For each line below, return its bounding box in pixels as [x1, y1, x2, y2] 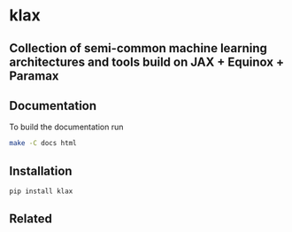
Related [9, 212, 53, 227]
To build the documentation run [9, 121, 124, 133]
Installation [9, 163, 73, 178]
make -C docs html [9, 139, 77, 148]
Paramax [9, 68, 59, 83]
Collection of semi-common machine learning [9, 41, 268, 56]
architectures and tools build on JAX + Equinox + [9, 54, 285, 69]
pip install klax [9, 187, 73, 196]
